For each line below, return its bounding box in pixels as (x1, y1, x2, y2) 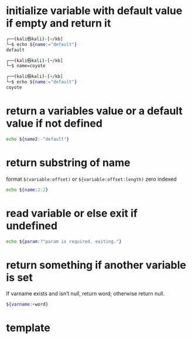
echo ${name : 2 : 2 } (6, 187, 49, 193)
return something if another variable (6, 258, 186, 271)
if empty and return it (6, 16, 111, 30)
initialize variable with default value (6, 4, 183, 18)
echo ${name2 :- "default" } (6, 136, 69, 142)
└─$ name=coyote (6, 63, 46, 69)
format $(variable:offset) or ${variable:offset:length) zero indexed (6, 175, 177, 183)
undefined (6, 219, 57, 233)
